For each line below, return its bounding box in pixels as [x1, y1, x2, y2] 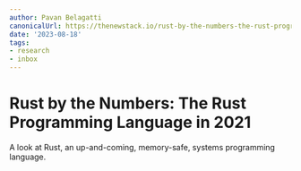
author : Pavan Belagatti [9, 13, 102, 22]
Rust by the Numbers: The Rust [9, 93, 246, 114]
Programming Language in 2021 [9, 113, 252, 133]
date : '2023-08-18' [9, 30, 82, 38]
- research [9, 47, 50, 56]
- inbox [9, 55, 39, 64]
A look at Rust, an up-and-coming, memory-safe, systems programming [9, 141, 276, 152]
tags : [9, 38, 30, 47]
